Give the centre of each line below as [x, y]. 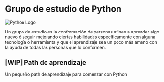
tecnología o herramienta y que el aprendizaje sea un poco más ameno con [81, 42]
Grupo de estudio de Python [63, 9]
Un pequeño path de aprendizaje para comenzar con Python [66, 74]
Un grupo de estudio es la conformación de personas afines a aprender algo [82, 32]
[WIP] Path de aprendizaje [46, 62]
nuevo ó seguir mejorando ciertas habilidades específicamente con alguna [80, 37]
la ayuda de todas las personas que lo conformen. [56, 47]
